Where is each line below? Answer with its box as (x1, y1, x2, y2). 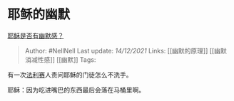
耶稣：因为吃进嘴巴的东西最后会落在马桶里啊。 (7, 85, 145, 94)
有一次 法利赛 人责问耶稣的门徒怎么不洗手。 (7, 70, 133, 79)
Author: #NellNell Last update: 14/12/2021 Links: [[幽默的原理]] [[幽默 (24, 46, 227, 55)
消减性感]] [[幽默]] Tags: (24, 55, 96, 64)
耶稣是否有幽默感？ (7, 31, 64, 40)
